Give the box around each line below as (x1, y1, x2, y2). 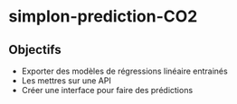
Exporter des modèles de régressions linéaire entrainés (21, 65, 228, 76)
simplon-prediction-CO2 (8, 6, 198, 27)
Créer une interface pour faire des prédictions (21, 85, 194, 95)
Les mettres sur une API (21, 75, 112, 86)
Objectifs (8, 42, 62, 57)
